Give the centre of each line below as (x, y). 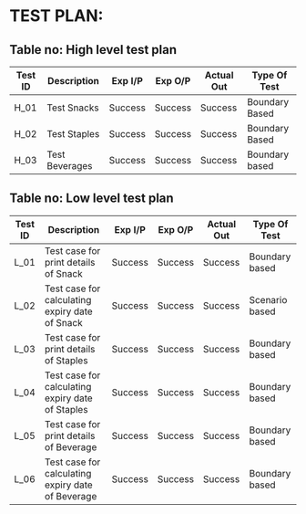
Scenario (268, 299)
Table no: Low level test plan (92, 199)
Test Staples (73, 134)
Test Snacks (73, 108)
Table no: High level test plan (93, 50)
